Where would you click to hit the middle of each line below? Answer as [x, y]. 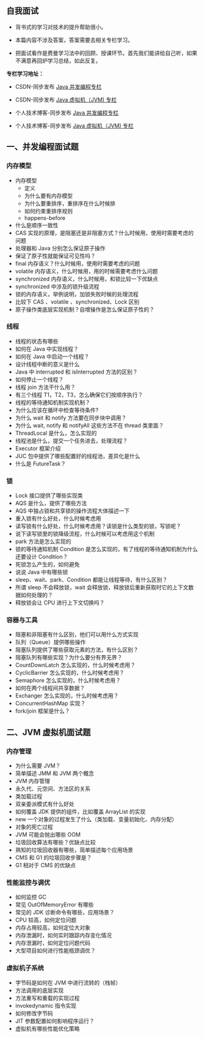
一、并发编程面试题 [42, 147]
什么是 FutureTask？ [40, 464]
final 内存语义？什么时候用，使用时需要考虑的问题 [78, 263]
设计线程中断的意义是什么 [47, 364]
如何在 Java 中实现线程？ [47, 348]
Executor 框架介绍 [38, 448]
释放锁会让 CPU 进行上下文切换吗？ [60, 603]
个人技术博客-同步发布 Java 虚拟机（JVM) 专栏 [74, 126]
